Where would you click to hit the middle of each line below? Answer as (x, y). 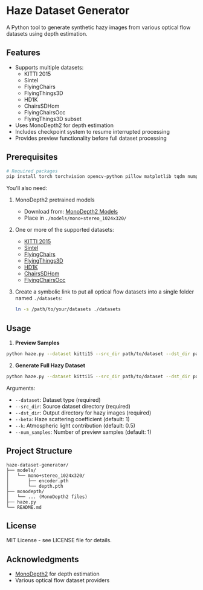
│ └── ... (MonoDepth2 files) (47, 497)
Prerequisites (32, 157)
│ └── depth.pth (35, 486)
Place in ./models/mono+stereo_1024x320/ (75, 218)
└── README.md (24, 507)
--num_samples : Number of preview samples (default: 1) (83, 432)
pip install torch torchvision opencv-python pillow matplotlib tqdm (96, 177)
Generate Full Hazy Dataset (50, 365)
